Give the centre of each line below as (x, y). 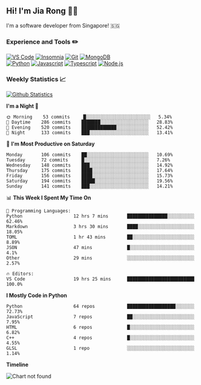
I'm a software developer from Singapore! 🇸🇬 (63, 25)
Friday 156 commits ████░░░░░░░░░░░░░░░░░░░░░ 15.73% (89, 176)
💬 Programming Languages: (38, 211)
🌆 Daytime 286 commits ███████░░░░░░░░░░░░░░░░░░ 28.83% (89, 122)
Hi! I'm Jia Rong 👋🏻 (42, 11)
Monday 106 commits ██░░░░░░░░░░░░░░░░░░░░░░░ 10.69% (89, 155)
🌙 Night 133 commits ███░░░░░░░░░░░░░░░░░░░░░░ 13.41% (89, 133)
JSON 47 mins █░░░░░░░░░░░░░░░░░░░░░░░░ (100, 248)
